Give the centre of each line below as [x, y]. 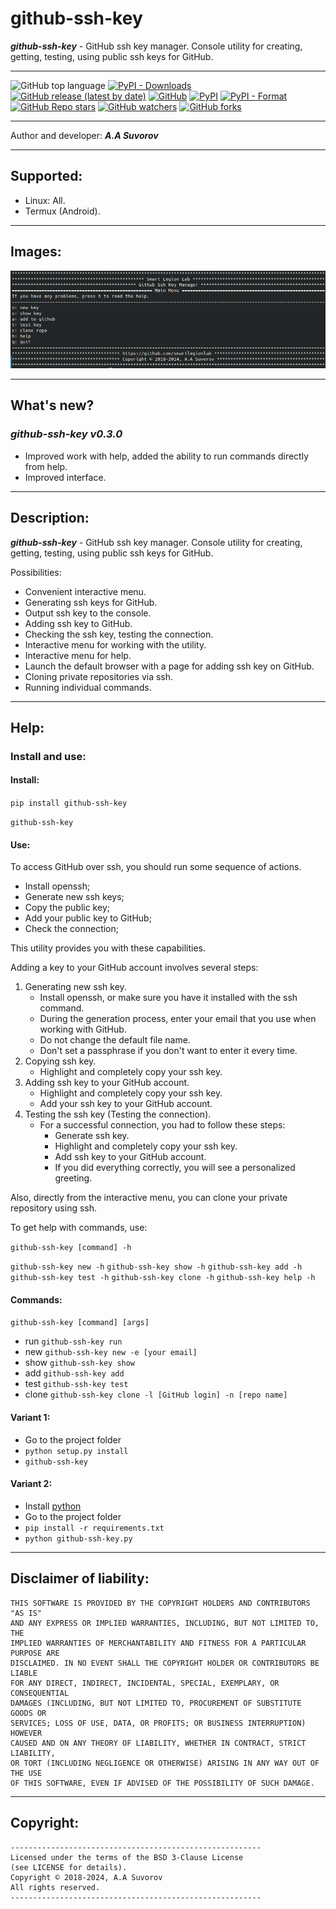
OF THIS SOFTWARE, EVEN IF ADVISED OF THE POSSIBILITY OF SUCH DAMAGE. [162, 1783]
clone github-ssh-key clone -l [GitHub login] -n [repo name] [156, 1394]
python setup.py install [76, 1451]
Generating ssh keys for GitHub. [91, 602]
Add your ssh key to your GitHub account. [126, 1104]
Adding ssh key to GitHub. [78, 623]
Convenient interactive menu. [85, 591]
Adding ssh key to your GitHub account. [107, 1083]
